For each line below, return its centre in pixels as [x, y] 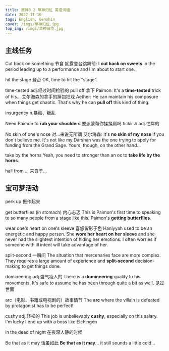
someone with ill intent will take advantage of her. [57, 244]
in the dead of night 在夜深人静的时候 [44, 332]
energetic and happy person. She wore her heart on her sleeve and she [80, 234]
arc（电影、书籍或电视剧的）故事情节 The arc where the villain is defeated [82, 300]
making [13, 266]
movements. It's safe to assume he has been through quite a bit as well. [80, 283]
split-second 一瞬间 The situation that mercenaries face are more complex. [83, 255]
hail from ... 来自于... [26, 171]
